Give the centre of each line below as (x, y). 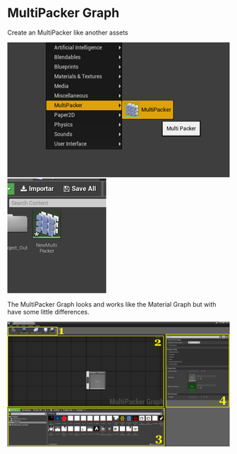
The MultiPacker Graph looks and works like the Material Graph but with (112, 304)
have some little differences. (48, 312)
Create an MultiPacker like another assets (68, 32)
